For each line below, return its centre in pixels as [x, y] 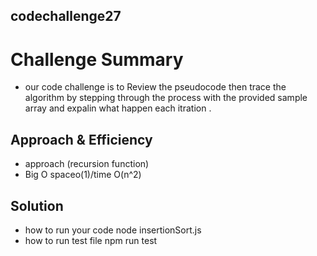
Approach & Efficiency [81, 139]
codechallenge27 [66, 16]
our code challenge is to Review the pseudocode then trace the [155, 87]
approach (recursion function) [87, 164]
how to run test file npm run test [91, 240]
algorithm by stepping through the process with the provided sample [166, 98]
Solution [37, 205]
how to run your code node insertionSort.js [113, 230]
